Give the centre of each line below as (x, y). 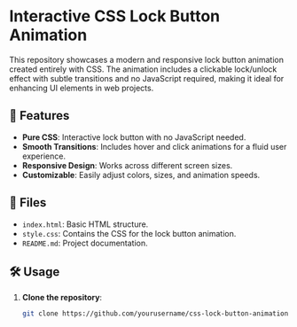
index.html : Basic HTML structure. (85, 224)
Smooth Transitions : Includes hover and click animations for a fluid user (154, 146)
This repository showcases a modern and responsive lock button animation (147, 59)
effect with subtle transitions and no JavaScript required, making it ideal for (147, 78)
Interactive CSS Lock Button (114, 16)
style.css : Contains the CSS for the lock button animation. (129, 233)
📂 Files (28, 202)
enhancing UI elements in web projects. (82, 88)
